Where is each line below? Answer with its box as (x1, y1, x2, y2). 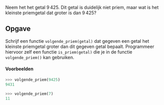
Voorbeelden (5, 66, 34, 72)
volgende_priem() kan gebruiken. (5, 54, 75, 60)
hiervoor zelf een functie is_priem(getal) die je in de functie (5, 48, 132, 55)
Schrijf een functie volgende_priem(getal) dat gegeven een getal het (5, 38, 149, 44)
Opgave (5, 24, 31, 33)
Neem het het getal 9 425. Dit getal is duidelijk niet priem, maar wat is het (5, 5, 159, 10)
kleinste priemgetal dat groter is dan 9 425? (5, 10, 97, 16)
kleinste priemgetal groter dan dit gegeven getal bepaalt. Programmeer (5, 43, 154, 49)
